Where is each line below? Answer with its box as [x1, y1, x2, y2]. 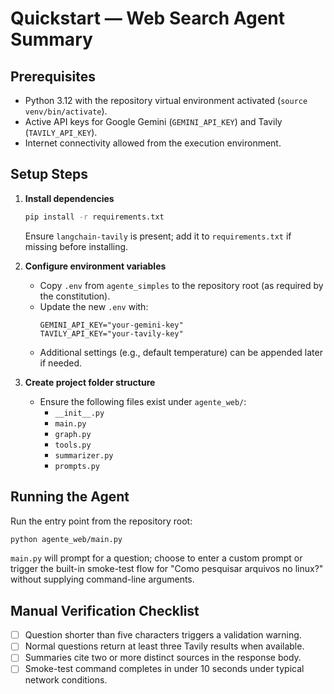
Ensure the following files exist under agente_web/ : [39, 395, 247, 407]
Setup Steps [10, 166, 88, 183]
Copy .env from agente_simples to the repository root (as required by [39, 279, 324, 291]
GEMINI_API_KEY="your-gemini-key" [39, 320, 184, 330]
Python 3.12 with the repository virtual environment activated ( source [24, 95, 308, 106]
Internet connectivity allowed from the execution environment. [24, 137, 282, 149]
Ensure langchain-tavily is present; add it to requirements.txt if [24, 230, 292, 242]
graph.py [54, 429, 92, 439]
